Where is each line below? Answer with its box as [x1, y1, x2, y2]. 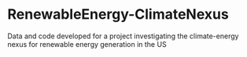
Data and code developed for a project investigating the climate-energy [7, 31, 239, 41]
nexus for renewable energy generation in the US [7, 39, 167, 48]
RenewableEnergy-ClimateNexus [7, 5, 229, 23]
